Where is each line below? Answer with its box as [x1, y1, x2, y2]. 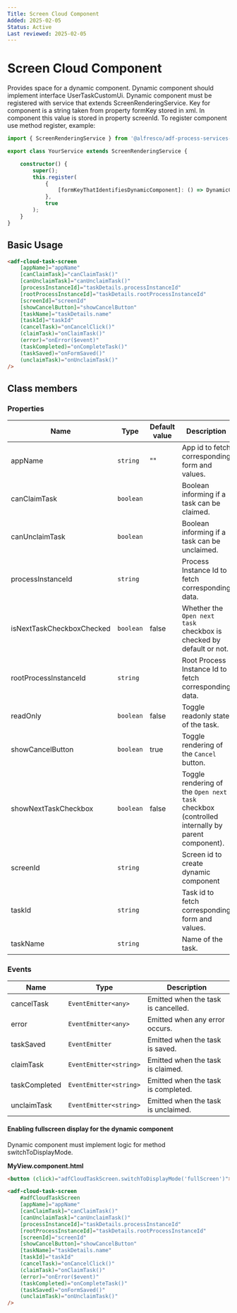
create [181, 859, 203, 869]
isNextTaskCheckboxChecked [11, 624, 111, 634]
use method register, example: [7, 121, 96, 130]
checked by [181, 635, 221, 645]
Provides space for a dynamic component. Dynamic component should [7, 84, 214, 93]
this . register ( [32, 174, 78, 181]
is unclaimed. [147, 1105, 192, 1115]
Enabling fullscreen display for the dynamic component [7, 1124, 174, 1133]
